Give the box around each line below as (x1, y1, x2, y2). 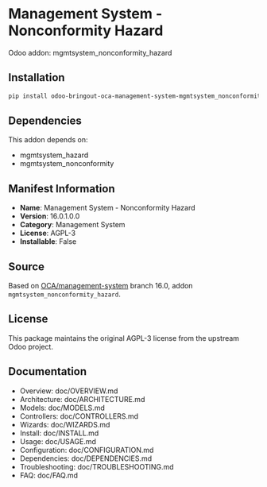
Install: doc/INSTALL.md (19, 428, 99, 438)
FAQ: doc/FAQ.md (19, 470, 78, 480)
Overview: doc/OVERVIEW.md (19, 386, 118, 396)
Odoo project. (8, 342, 54, 351)
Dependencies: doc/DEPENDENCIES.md (19, 454, 153, 463)
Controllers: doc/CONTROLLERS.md (19, 411, 139, 421)
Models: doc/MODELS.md (19, 403, 105, 412)
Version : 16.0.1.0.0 (19, 211, 80, 221)
